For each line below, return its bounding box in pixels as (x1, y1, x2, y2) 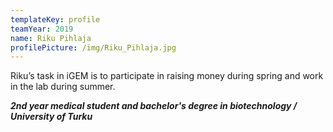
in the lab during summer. (10, 81, 116, 93)
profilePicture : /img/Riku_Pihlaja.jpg (10, 42, 177, 53)
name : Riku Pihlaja (10, 33, 92, 43)
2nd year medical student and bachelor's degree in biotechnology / (10, 100, 298, 112)
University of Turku (10, 111, 93, 123)
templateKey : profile (10, 14, 101, 25)
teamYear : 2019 (10, 24, 74, 34)
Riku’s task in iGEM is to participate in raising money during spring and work (10, 70, 324, 82)
